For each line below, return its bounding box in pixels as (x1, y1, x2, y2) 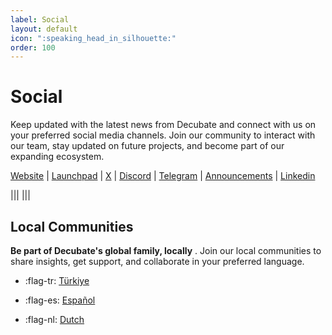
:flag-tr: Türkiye (24, 275, 90, 286)
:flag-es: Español (24, 294, 96, 306)
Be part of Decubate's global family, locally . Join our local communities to (10, 245, 322, 256)
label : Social (10, 14, 70, 25)
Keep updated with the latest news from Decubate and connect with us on (10, 119, 317, 131)
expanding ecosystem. (10, 151, 105, 163)
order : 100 (10, 42, 56, 53)
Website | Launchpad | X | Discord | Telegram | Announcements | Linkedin (10, 170, 316, 182)
